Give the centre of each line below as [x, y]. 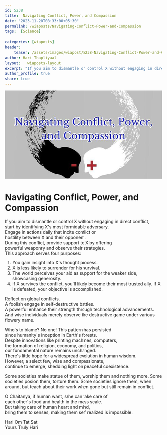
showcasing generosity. [37, 279]
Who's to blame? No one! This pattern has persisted [58, 330]
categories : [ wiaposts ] [30, 42]
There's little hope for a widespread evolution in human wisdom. [71, 356]
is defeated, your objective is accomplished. [58, 289]
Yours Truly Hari [22, 427]
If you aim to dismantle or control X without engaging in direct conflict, [77, 222]
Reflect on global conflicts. [33, 299]
